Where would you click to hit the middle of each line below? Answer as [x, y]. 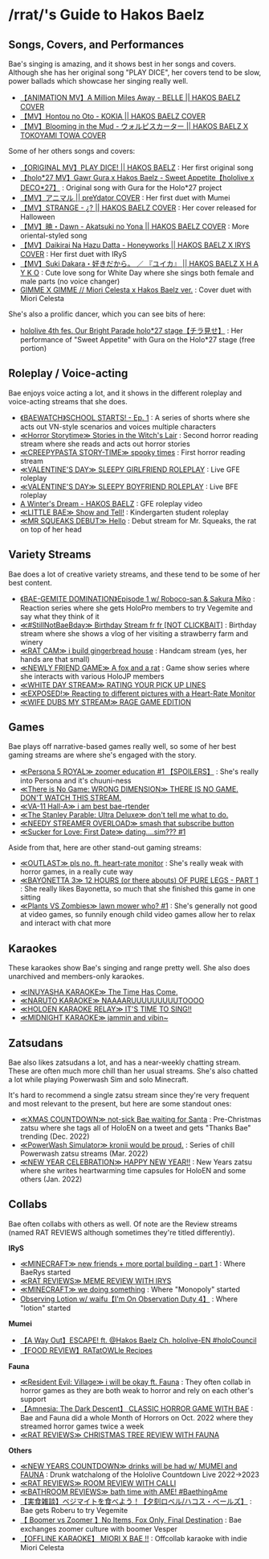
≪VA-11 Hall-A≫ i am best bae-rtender [85, 806]
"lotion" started [45, 1308]
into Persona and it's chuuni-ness [75, 781]
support [33, 1399]
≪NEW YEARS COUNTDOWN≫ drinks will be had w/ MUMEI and [128, 1466]
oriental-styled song [53, 236]
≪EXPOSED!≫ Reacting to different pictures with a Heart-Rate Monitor [137, 693]
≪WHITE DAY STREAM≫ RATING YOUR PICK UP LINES [113, 684]
